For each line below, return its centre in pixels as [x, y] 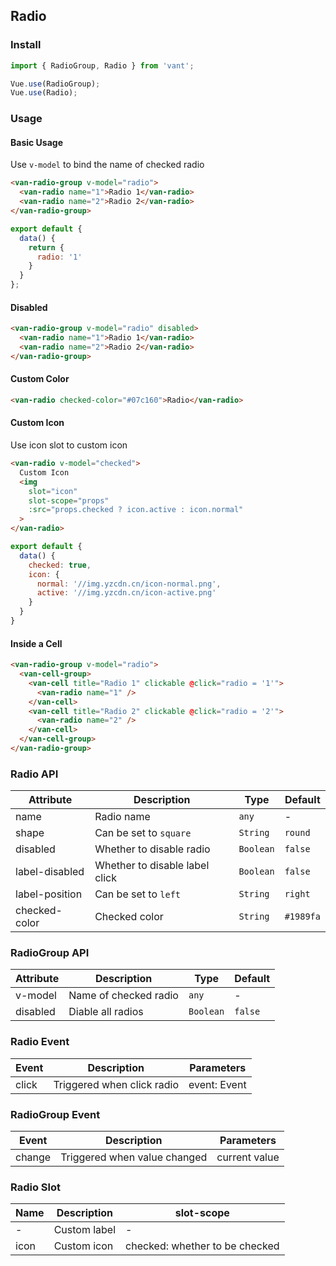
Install [26, 45]
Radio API [34, 774]
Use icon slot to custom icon [69, 445]
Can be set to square [143, 833]
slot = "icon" [53, 491]
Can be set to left [138, 894]
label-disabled [50, 872]
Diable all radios [106, 1012]
